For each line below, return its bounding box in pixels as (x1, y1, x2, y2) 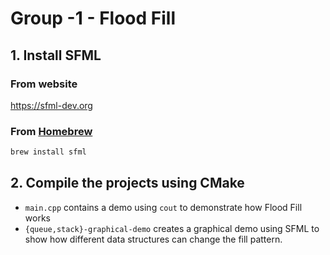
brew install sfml (10, 147, 87, 157)
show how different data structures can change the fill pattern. (24, 233, 283, 245)
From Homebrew (10, 124, 93, 138)
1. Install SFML (10, 47, 102, 64)
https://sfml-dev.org (10, 99, 93, 111)
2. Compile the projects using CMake (10, 175, 245, 192)
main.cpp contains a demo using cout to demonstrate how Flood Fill (24, 201, 303, 213)
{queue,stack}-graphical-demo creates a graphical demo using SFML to (24, 222, 320, 234)
